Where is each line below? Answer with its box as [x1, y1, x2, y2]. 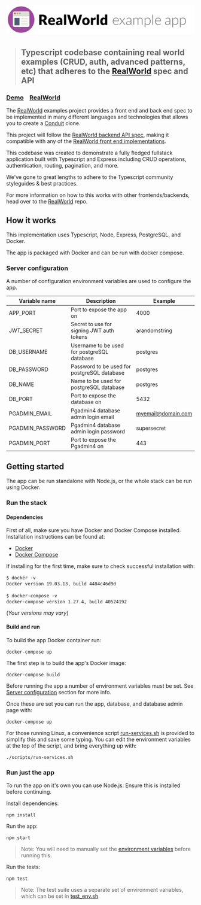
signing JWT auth [71, 327, 115, 334]
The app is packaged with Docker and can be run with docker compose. [6, 249, 184, 256]
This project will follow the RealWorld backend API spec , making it [6, 131, 169, 139]
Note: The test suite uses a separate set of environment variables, [20, 886, 184, 893]
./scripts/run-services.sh [6, 754, 74, 760]
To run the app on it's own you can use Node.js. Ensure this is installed [6, 782, 181, 789]
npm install [6, 812, 36, 818]
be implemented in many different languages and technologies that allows [6, 113, 188, 121]
